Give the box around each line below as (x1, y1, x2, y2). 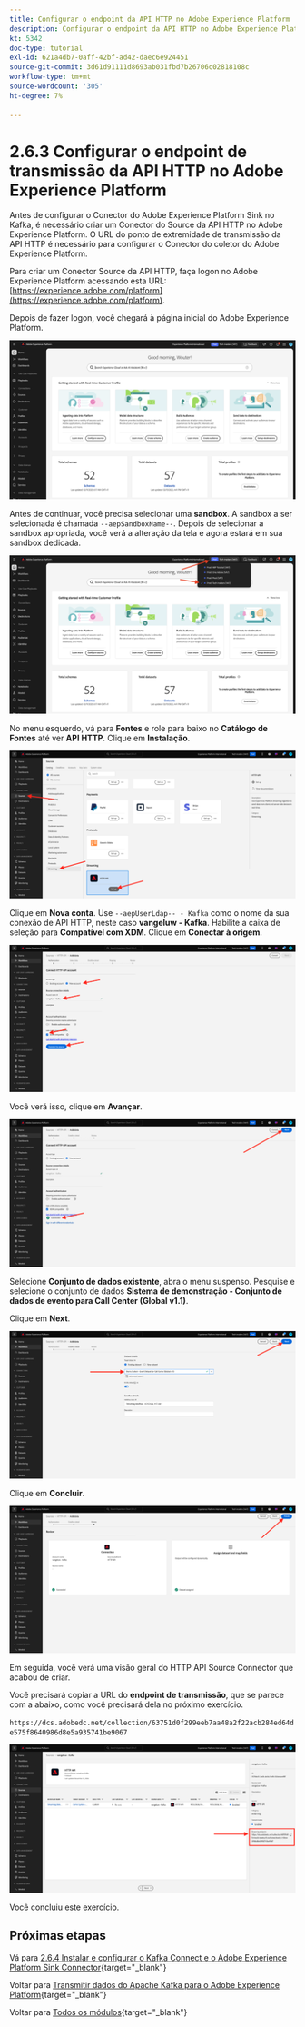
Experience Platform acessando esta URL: (9, 275, 167, 286)
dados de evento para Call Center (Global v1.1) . (9, 1296, 189, 1307)
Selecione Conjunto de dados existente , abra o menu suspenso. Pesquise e (9, 1277, 295, 1287)
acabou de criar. (9, 1672, 71, 1683)
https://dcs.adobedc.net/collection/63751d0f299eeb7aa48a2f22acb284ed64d (9, 1718, 295, 1728)
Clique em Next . (9, 1313, 71, 1324)
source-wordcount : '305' (9, 82, 103, 91)
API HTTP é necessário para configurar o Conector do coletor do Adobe (9, 239, 280, 250)
